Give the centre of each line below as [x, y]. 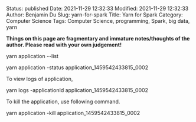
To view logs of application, [40, 79]
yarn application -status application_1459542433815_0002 [77, 67]
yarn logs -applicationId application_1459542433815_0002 [77, 90]
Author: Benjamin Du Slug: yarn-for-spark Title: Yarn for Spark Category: [94, 15]
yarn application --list [32, 56]
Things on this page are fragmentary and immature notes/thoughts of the [98, 38]
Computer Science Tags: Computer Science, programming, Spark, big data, [98, 21]
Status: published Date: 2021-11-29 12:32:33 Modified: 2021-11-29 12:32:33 [97, 9]
